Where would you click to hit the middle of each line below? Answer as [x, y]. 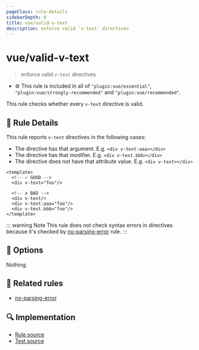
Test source [29, 341]
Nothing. [17, 265]
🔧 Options [25, 251]
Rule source [29, 334]
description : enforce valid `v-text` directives [68, 28]
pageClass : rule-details [37, 12]
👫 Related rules [35, 283]
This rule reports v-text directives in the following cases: [76, 137]
